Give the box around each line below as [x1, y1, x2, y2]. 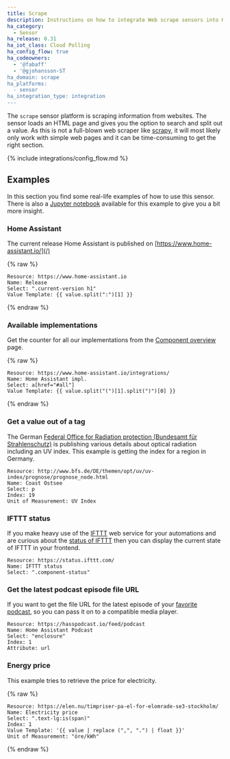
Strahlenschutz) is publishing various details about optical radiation [7, 439, 197, 448]
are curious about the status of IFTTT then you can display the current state [7, 536, 221, 544]
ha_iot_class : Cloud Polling [7, 42, 90, 49]
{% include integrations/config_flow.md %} [7, 154, 129, 162]
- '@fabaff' [13, 61, 48, 68]
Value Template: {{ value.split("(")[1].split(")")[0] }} [7, 388, 176, 395]
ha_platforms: [7, 80, 48, 87]
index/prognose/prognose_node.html [7, 474, 109, 481]
